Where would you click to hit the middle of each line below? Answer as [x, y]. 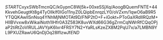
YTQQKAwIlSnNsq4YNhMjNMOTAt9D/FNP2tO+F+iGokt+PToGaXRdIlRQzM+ [82, 17]
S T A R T [12, 7]
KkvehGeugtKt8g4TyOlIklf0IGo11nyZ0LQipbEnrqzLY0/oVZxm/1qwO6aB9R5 [81, 12]
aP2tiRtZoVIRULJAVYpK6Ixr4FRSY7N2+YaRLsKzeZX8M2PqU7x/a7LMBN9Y [81, 27]
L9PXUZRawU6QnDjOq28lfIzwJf [38, 33]
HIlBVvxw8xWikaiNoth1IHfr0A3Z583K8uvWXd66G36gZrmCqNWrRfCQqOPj [81, 22]
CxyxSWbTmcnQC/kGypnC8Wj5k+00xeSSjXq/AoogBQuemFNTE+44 [88, 7]
